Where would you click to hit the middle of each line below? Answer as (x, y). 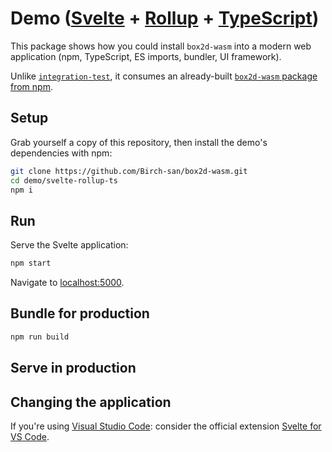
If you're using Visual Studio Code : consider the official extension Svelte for (166, 426)
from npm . (31, 86)
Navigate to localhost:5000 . (67, 283)
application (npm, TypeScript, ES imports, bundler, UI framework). (146, 56)
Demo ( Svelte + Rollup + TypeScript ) (165, 18)
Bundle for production (80, 313)
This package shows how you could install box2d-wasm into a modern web (161, 46)
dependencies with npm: (61, 153)
